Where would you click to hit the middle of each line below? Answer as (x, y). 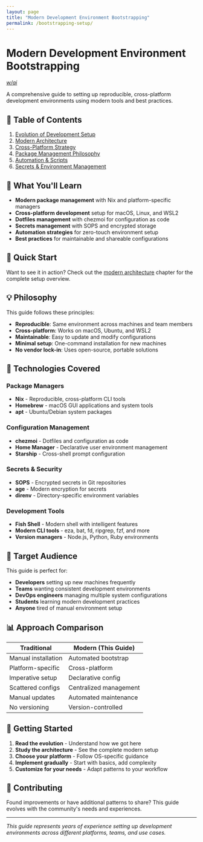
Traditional (36, 648)
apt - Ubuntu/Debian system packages (63, 412)
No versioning (29, 707)
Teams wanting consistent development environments (83, 589)
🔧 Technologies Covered (53, 369)
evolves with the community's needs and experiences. (74, 809)
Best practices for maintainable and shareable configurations (92, 238)
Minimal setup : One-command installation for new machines (91, 343)
